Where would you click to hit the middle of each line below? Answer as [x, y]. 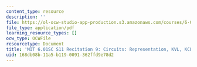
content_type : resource [35, 11]
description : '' [26, 17]
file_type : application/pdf [40, 28]
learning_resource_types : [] [42, 33]
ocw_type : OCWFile [28, 38]
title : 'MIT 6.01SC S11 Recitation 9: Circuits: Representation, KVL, [94, 50]
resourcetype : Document [35, 44]
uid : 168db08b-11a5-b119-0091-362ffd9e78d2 [60, 55]
